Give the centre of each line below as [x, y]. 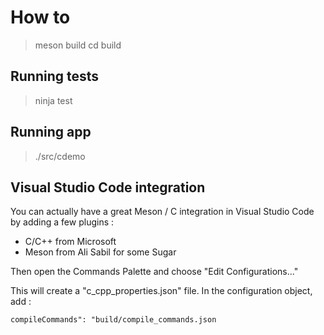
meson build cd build [78, 45]
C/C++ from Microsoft [70, 242]
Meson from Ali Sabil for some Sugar [100, 252]
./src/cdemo [60, 156]
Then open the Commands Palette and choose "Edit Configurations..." [154, 272]
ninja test [53, 100]
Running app [51, 132]
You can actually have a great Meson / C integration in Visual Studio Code [162, 212]
